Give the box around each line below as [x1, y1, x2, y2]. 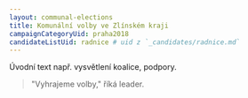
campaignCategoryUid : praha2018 [9, 29, 129, 38]
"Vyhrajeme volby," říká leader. [30, 79, 145, 89]
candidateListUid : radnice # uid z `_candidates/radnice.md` [9, 37, 241, 47]
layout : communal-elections [9, 12, 114, 22]
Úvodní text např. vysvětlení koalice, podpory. [9, 62, 177, 72]
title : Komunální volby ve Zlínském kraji [9, 21, 169, 30]
